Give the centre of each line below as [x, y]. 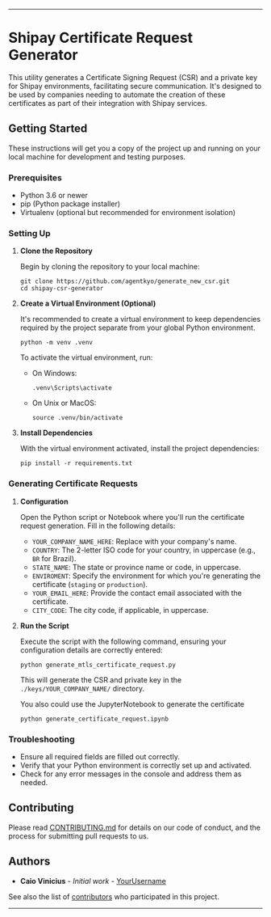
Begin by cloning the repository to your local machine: [110, 267]
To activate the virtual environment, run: [86, 357]
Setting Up [29, 233]
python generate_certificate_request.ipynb [94, 719]
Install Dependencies [56, 433]
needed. [34, 782]
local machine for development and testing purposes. [97, 156]
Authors [29, 862]
